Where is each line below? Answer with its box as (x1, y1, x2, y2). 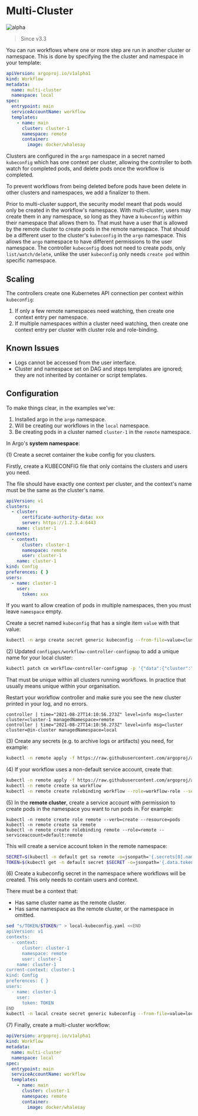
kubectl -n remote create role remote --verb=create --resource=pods (6, 816, 181, 823)
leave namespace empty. (6, 608, 63, 615)
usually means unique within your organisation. (6, 683, 121, 690)
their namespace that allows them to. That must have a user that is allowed (6, 220, 188, 227)
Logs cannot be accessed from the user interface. (14, 359, 137, 366)
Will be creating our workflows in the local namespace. (14, 422, 150, 429)
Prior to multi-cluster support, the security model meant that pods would (6, 201, 182, 208)
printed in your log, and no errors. (6, 701, 88, 708)
